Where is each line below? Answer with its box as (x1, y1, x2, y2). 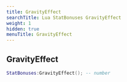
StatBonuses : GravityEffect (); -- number (6, 70, 111, 76)
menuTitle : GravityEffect (6, 32, 72, 38)
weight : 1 (6, 20, 32, 26)
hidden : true (6, 26, 40, 32)
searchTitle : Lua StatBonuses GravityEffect (6, 15, 122, 21)
